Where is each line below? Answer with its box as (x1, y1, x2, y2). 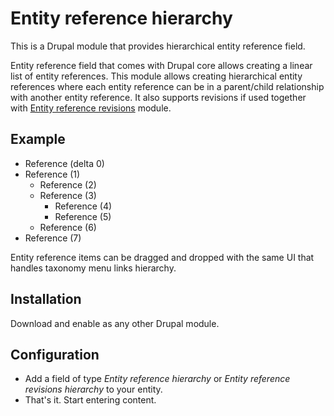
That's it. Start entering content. (24, 394, 157, 406)
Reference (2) (39, 178, 97, 191)
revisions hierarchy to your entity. (24, 383, 163, 396)
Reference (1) (24, 168, 81, 180)
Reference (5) (54, 210, 112, 222)
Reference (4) (54, 200, 113, 212)
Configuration (10, 346, 100, 363)
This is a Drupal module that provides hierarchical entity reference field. (10, 40, 306, 52)
